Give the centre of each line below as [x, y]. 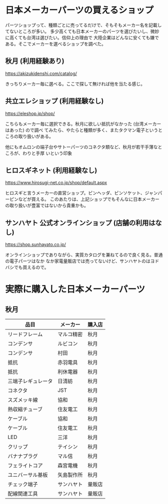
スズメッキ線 [23, 400]
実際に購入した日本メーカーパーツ [75, 289]
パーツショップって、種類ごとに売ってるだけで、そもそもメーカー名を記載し [83, 25]
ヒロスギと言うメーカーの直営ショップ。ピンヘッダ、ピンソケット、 [75, 193]
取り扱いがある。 [36, 136]
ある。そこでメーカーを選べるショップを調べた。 [55, 43]
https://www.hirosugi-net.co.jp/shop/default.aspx [56, 182]
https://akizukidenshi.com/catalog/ [41, 73]
